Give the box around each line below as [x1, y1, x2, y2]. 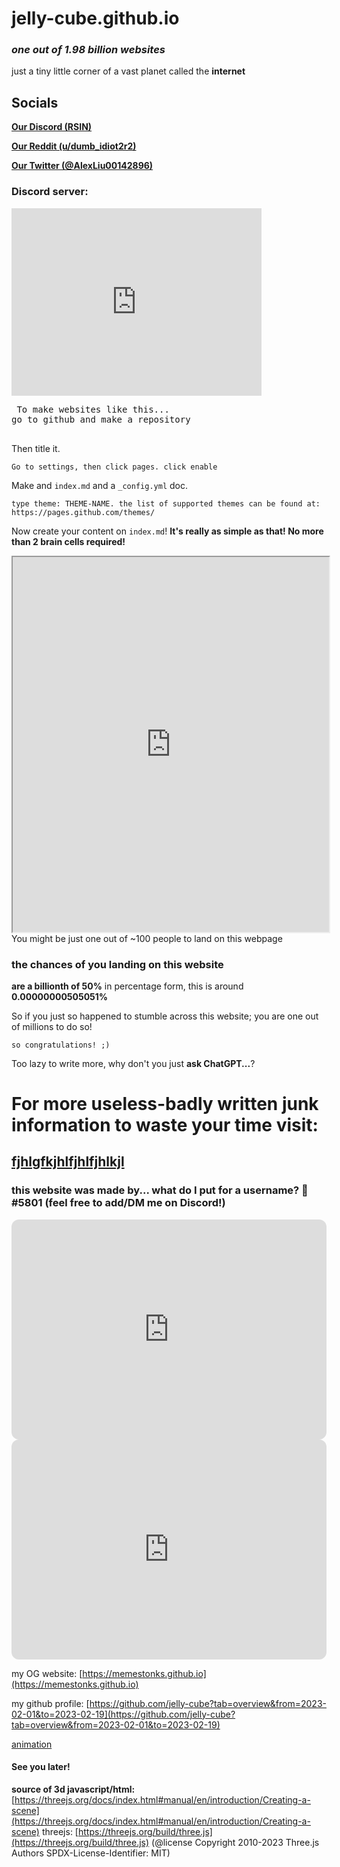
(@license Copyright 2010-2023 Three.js [151, 1836, 320, 1848]
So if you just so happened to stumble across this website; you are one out [11, 1010, 319, 1022]
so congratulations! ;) [11, 1040, 111, 1050]
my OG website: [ [11, 1667, 83, 1679]
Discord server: [11, 185, 89, 199]
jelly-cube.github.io [11, 7, 180, 30]
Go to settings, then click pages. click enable [11, 462, 218, 472]
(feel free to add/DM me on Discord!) [44, 1196, 226, 1210]
